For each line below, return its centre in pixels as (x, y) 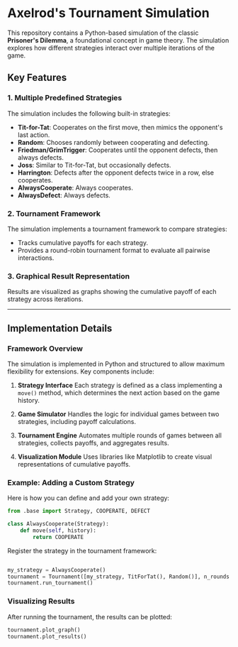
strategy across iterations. (45, 299)
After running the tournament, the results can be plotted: (90, 616)
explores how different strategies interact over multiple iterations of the (111, 48)
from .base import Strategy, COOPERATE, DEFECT (79, 511)
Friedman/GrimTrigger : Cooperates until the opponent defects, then (118, 150)
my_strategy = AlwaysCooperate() (57, 570)
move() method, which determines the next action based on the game (119, 393)
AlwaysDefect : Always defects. (64, 195)
